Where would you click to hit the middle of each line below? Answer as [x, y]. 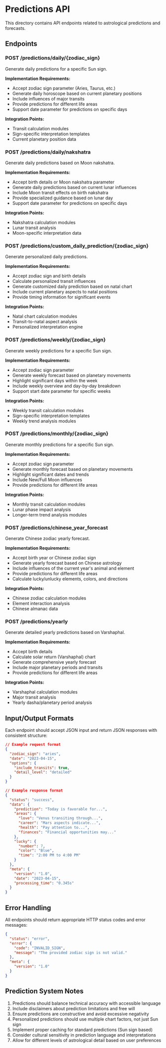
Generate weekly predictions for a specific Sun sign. [59, 350]
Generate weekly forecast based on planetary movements [72, 375]
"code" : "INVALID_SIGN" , [40, 948]
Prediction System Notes [44, 991]
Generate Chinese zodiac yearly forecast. [48, 538]
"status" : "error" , [30, 939]
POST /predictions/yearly [37, 621]
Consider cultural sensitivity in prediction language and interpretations [84, 1035]
